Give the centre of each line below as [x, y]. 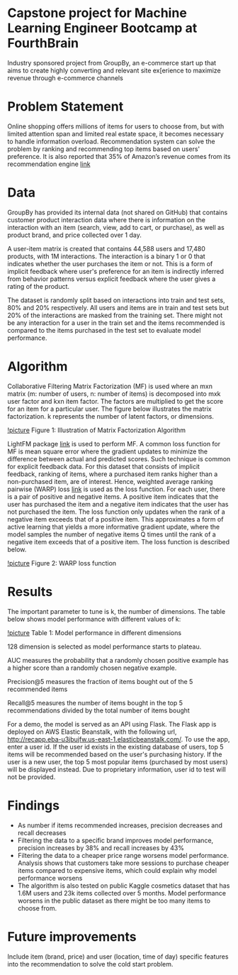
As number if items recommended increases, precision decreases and [120, 825]
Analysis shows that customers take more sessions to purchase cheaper [123, 863]
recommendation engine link [49, 164]
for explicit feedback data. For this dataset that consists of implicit [104, 466]
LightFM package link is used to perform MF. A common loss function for [114, 444]
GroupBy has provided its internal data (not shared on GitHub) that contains [118, 212]
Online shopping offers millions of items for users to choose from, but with [116, 126]
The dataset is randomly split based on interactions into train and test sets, [116, 300]
